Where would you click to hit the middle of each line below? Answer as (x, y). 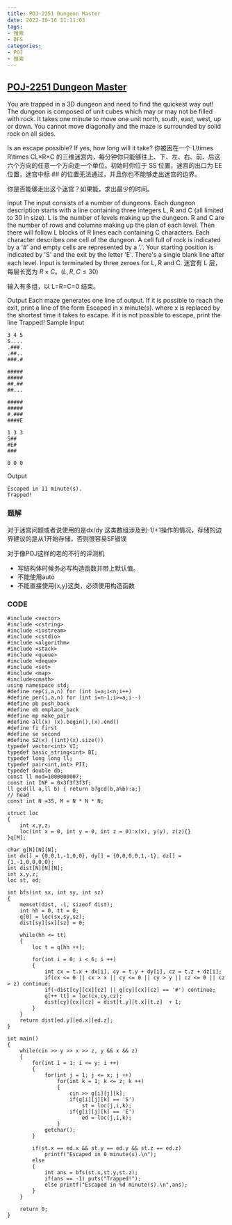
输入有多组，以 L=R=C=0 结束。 (53, 286)
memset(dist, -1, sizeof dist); (66, 905)
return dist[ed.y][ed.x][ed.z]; (66, 1020)
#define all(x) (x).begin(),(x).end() (63, 722)
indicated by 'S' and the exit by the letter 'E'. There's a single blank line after (116, 254)
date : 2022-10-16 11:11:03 (46, 20)
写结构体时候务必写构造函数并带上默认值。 (78, 568)
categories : (24, 46)
